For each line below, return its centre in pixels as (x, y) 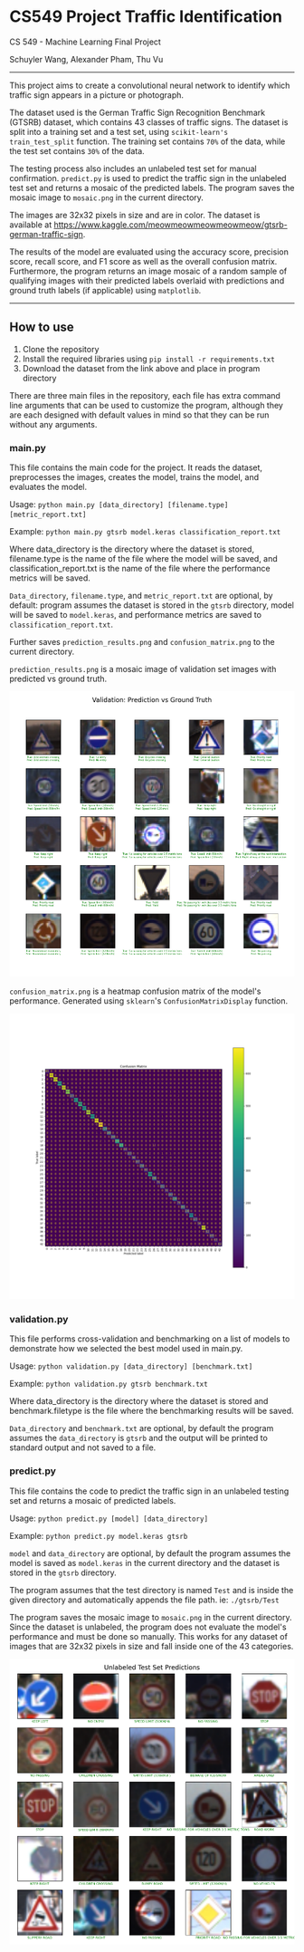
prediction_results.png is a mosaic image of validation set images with (143, 669)
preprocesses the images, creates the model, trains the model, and (134, 477)
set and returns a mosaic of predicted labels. (93, 1500)
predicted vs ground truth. (58, 679)
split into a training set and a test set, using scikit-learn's (119, 131)
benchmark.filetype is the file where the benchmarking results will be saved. (152, 1411)
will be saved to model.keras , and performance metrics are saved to (136, 615)
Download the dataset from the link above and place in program (141, 368)
